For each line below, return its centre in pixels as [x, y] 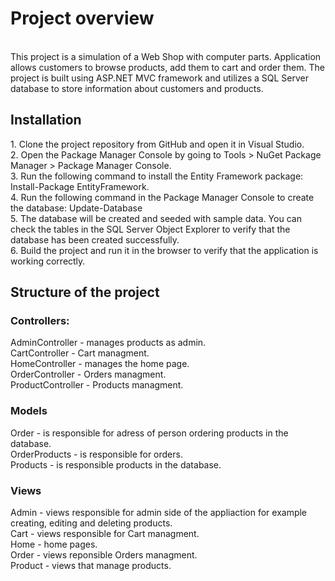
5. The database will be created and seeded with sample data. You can [156, 218]
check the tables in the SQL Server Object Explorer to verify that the [150, 229]
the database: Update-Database [76, 208]
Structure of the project [85, 292]
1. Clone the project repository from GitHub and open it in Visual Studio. [157, 144]
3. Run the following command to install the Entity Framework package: [157, 176]
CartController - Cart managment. [80, 353]
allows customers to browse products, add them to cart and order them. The [167, 67]
